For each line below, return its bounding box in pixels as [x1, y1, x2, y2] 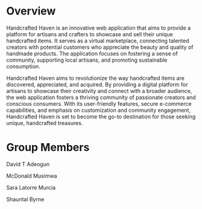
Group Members [6, 141, 90, 155]
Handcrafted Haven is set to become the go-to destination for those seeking [6, 113, 196, 120]
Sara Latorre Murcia [6, 184, 56, 191]
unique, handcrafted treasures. [6, 119, 83, 126]
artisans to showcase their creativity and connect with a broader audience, [6, 87, 192, 94]
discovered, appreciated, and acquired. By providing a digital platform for [6, 80, 188, 88]
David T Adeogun [6, 160, 50, 167]
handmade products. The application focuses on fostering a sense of [6, 50, 178, 57]
